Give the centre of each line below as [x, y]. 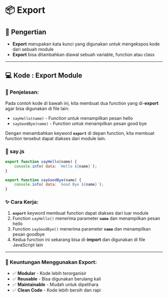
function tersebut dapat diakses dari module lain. [56, 138]
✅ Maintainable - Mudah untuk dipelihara [55, 284]
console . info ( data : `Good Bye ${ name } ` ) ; [59, 185]
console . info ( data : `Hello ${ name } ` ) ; [56, 166]
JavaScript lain [28, 245]
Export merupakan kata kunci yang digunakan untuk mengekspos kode [86, 44]
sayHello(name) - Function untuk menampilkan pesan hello [73, 118]
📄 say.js [15, 151]
